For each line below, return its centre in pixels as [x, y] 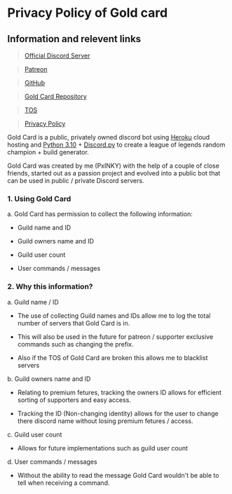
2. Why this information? [50, 287]
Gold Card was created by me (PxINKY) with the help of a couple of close [113, 166]
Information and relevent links [74, 39]
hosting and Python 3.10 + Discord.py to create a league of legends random [116, 145]
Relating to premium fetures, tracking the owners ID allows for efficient [120, 392]
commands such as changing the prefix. [75, 344]
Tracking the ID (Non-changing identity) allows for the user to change [118, 413]
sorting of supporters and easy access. [74, 400]
